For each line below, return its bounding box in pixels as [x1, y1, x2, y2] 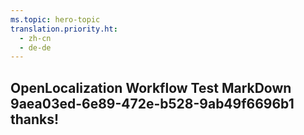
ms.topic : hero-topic [10, 14, 101, 25]
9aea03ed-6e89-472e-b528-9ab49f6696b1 [10, 95, 295, 112]
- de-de [19, 42, 52, 53]
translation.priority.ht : [10, 24, 118, 34]
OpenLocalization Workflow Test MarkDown [10, 79, 292, 96]
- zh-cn [19, 33, 52, 43]
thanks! [10, 111, 60, 128]
